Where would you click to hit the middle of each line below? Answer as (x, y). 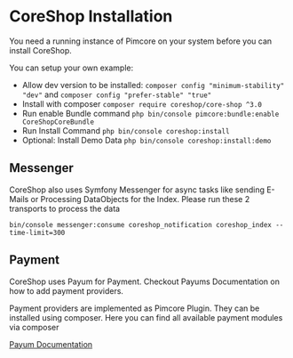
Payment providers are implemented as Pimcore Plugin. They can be (135, 308)
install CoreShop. (41, 50)
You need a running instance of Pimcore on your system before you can (141, 41)
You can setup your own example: (71, 68)
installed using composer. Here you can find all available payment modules (146, 317)
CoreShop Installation (91, 16)
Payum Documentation (51, 344)
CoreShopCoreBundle (58, 122)
